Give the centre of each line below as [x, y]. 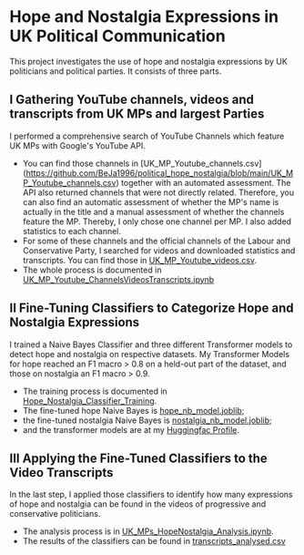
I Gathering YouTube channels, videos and [132, 100]
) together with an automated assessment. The [203, 182]
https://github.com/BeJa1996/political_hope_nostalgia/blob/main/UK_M [160, 173]
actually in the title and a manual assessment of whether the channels [153, 211]
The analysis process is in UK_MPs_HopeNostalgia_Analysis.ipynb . [148, 531]
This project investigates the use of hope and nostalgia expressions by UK [149, 61]
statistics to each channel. [71, 231]
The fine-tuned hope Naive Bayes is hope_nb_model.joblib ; [133, 410]
